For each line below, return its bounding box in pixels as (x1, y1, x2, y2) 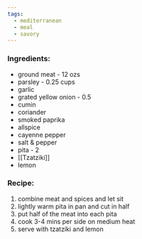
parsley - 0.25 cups (17, 78, 76, 86)
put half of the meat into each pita (17, 209, 117, 218)
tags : (7, 10, 23, 18)
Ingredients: (7, 54, 51, 64)
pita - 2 (17, 145, 40, 154)
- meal (13, 23, 33, 31)
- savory (13, 30, 40, 38)
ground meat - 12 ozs (17, 70, 80, 78)
